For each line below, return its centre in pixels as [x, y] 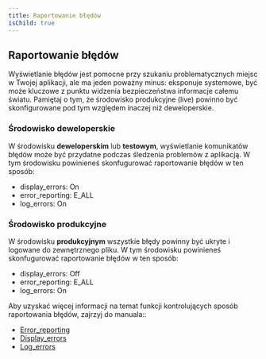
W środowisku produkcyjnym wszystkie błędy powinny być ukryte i [119, 241]
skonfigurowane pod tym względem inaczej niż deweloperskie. [111, 108]
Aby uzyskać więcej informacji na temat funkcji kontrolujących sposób [123, 306]
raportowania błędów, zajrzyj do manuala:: [77, 314]
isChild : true [32, 23]
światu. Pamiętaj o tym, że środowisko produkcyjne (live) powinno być [123, 99]
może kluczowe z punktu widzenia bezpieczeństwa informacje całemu [123, 91]
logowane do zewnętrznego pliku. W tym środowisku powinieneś [115, 249]
